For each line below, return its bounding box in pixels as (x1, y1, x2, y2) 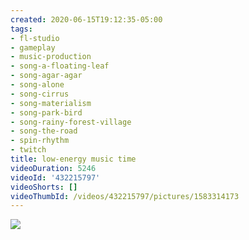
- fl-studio (10, 33, 60, 43)
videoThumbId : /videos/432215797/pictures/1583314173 (10, 191, 240, 201)
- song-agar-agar (10, 71, 83, 81)
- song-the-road (10, 126, 78, 136)
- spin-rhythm (10, 136, 70, 146)
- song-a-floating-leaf (10, 61, 110, 71)
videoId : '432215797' (10, 172, 101, 183)
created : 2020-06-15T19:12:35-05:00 (10, 14, 163, 25)
